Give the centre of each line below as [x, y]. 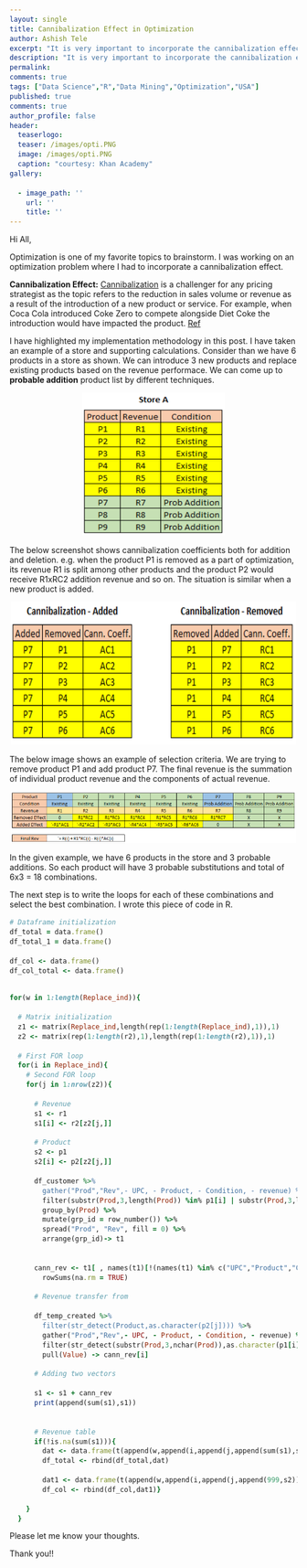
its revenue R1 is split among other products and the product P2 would [142, 570]
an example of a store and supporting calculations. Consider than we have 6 [153, 351]
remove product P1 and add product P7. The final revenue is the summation [151, 769]
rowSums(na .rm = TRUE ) [85, 1277]
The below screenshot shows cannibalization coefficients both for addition [150, 550]
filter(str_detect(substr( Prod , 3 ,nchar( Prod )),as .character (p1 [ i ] [171, 1345]
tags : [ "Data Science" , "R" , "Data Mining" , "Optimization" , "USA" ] [134, 87]
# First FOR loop [51, 1056]
